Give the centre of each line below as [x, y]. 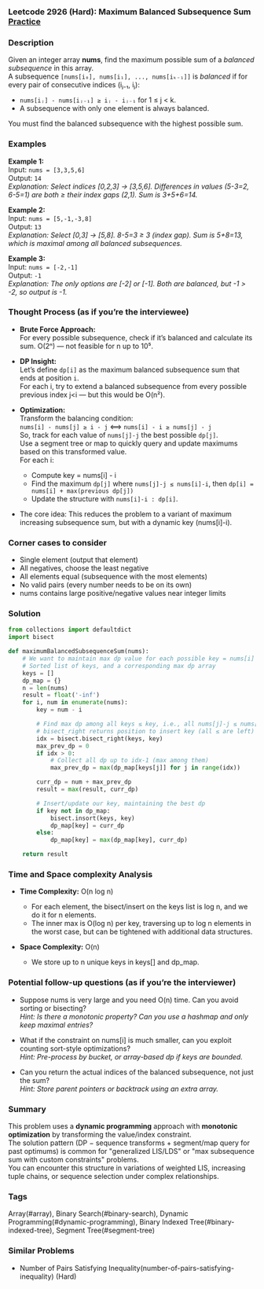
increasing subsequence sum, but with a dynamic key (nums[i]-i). [126, 522]
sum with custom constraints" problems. [73, 1159]
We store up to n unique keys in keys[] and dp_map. [115, 962]
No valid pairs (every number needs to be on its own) [106, 585]
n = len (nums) [45, 688]
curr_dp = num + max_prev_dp [84, 782]
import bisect [31, 637]
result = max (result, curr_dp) [88, 790]
